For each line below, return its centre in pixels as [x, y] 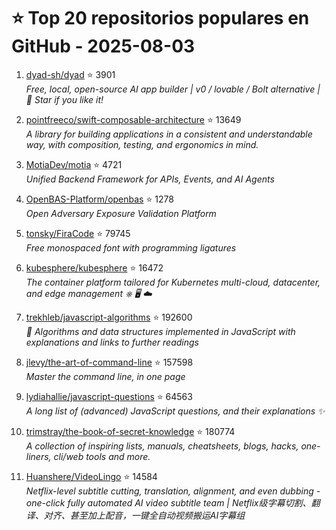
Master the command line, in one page [105, 376]
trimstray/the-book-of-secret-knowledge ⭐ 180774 [130, 431]
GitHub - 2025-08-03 [103, 46]
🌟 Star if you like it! [64, 99]
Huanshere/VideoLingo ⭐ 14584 [91, 476]
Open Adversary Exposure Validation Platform [121, 213]
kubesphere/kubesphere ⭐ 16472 [94, 267]
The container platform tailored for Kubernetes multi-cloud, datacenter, [173, 282]
